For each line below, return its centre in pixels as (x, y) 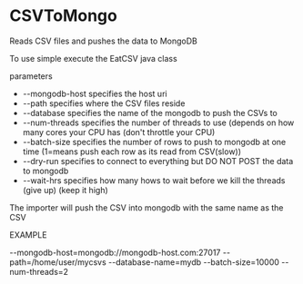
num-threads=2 (39, 271)
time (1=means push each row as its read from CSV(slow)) (132, 152)
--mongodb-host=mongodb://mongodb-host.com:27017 (115, 252)
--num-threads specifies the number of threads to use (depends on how (158, 122)
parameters (31, 76)
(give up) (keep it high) (66, 190)
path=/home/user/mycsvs (58, 262)
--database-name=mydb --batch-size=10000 (194, 262)
